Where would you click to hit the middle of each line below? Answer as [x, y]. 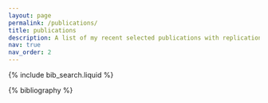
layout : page [30, 15]
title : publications [43, 30]
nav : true [25, 45]
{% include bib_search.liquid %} [61, 75]
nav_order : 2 [30, 52]
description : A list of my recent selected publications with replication [135, 38]
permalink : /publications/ [53, 23]
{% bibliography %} [41, 90]
